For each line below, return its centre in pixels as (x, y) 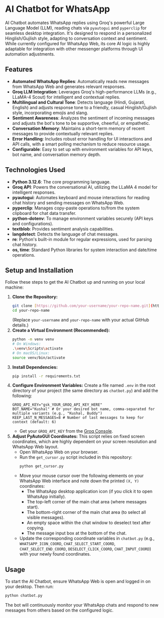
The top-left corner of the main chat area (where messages (87, 502)
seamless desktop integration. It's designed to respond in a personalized (78, 33)
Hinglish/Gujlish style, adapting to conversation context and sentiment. (76, 38)
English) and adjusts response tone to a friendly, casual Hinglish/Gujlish (84, 107)
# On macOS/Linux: (31, 353)
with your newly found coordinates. (55, 554)
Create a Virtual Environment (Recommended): (61, 330)
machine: (14, 287)
